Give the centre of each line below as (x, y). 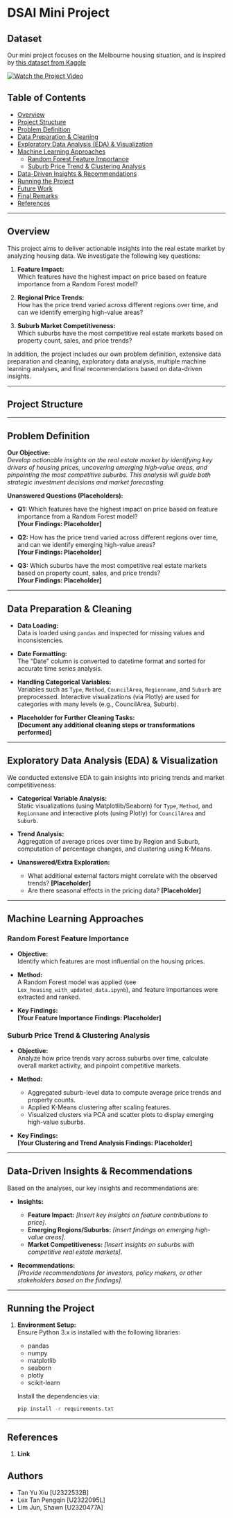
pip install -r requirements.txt (66, 1409)
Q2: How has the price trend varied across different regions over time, (118, 537)
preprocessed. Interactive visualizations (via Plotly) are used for (108, 697)
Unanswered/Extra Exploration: (63, 862)
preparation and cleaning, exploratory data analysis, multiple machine (107, 361)
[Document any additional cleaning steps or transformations (106, 725)
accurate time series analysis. (60, 669)
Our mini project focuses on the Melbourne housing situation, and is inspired (116, 55)
